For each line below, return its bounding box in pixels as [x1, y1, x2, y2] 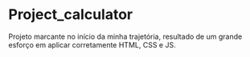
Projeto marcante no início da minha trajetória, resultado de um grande [8, 32, 243, 41]
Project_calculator [8, 6, 133, 24]
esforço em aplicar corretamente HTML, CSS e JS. [8, 40, 176, 49]
